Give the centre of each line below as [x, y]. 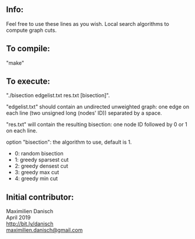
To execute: [28, 82]
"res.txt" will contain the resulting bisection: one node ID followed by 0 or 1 [97, 125]
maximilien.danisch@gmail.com [44, 230]
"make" [15, 63]
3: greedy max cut [37, 172]
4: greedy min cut [36, 178]
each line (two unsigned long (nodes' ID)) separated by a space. [84, 113]
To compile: [28, 49]
